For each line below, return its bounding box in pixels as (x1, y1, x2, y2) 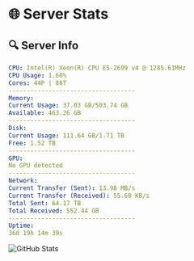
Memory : (8, 94, 35, 102)
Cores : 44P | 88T (8, 78, 67, 87)
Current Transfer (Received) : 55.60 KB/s (8, 192, 150, 200)
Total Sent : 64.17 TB (8, 199, 82, 207)
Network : (8, 177, 38, 185)
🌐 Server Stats (8, 5, 109, 23)
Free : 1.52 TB (8, 139, 57, 147)
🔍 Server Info (8, 38, 79, 53)
